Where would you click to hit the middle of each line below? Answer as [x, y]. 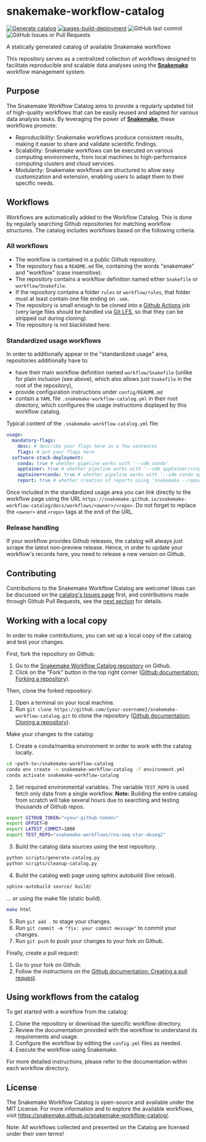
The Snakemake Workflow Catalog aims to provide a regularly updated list [100, 106]
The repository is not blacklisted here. [63, 324]
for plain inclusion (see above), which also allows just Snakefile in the [103, 379]
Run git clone [33, 709]
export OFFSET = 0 [27, 823]
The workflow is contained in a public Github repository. [86, 259]
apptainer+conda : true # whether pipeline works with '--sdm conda [105, 475]
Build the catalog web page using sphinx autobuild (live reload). [96, 875]
